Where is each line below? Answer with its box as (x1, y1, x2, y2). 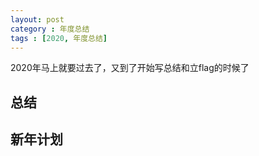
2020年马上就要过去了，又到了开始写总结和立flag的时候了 (10, 62, 250, 74)
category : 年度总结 (10, 24, 90, 34)
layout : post (10, 14, 65, 25)
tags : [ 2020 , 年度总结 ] (10, 33, 108, 43)
